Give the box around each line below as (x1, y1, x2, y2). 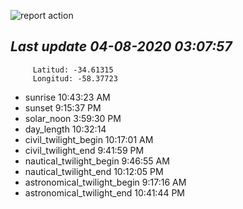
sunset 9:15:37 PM (24, 101, 102, 114)
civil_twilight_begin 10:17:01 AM (24, 133, 154, 145)
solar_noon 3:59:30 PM (24, 112, 122, 124)
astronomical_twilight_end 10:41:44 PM (24, 186, 186, 199)
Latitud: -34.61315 (32, 65, 114, 75)
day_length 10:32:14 (24, 123, 107, 135)
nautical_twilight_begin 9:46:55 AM (24, 155, 170, 167)
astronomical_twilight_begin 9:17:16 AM (24, 176, 187, 188)
